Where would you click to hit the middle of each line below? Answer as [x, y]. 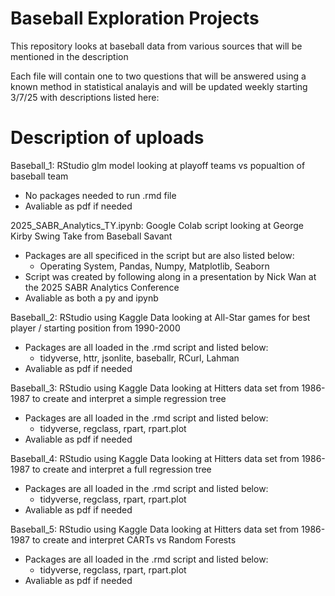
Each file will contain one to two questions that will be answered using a [158, 76]
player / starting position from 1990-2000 [95, 328]
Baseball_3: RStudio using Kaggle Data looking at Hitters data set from [155, 388]
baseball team [39, 176]
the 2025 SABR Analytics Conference [102, 287]
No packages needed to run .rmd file [100, 195]
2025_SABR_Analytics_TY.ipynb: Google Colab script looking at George [157, 225]
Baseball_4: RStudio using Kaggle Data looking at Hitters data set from [155, 458]
